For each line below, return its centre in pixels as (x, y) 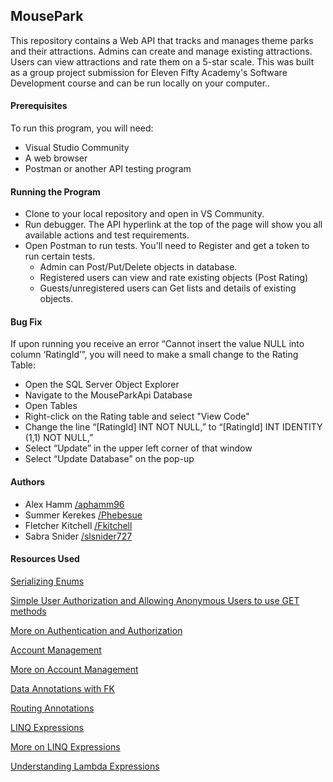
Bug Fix (26, 321)
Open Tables (51, 406)
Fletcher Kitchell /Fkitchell (78, 525)
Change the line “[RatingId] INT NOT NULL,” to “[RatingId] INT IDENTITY (173, 427)
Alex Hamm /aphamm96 (74, 504)
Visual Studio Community (77, 148)
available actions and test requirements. (107, 235)
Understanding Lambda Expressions (85, 766)
